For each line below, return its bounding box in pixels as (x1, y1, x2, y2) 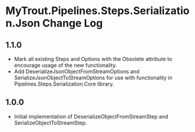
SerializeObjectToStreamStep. (14, 119, 87, 126)
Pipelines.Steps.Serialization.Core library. (14, 80, 114, 87)
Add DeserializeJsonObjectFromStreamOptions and (14, 68, 140, 75)
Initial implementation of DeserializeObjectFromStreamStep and (14, 113, 168, 120)
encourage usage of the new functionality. (14, 62, 117, 69)
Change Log (42, 16, 103, 30)
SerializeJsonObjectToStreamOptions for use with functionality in (14, 75, 173, 81)
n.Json (5, 16, 41, 30)
